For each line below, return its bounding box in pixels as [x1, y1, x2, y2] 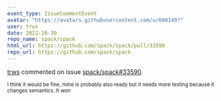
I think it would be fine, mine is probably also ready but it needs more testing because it [7, 81, 215, 88]
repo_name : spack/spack [7, 36, 76, 43]
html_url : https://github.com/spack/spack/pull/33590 [7, 42, 166, 49]
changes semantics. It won [7, 87, 71, 94]
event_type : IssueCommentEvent [7, 10, 97, 17]
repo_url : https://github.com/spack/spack [7, 49, 131, 56]
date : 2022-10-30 [7, 29, 57, 37]
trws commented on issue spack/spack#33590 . [7, 67, 144, 76]
